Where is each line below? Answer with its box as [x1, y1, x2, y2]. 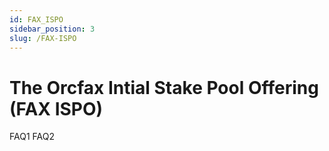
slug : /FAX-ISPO [9, 33, 77, 43]
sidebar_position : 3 [9, 24, 96, 34]
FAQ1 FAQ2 [9, 131, 55, 143]
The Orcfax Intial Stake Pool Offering [9, 76, 319, 99]
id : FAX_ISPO [9, 14, 64, 25]
